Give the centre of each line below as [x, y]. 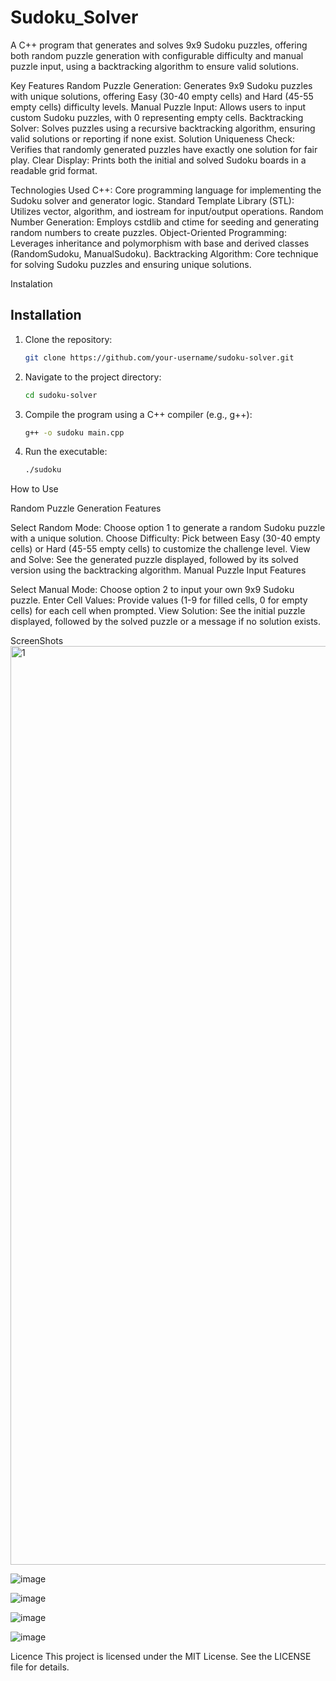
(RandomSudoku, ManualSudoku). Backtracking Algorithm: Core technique [164, 253]
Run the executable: [66, 452]
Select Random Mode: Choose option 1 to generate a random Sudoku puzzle [168, 528]
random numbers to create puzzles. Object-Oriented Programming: [148, 232]
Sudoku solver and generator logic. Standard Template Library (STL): [152, 200]
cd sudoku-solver [61, 395]
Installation [46, 315]
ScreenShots [37, 641]
